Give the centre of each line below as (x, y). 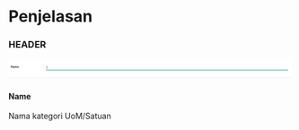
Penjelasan (51, 17)
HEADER (27, 45)
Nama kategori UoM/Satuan (60, 116)
